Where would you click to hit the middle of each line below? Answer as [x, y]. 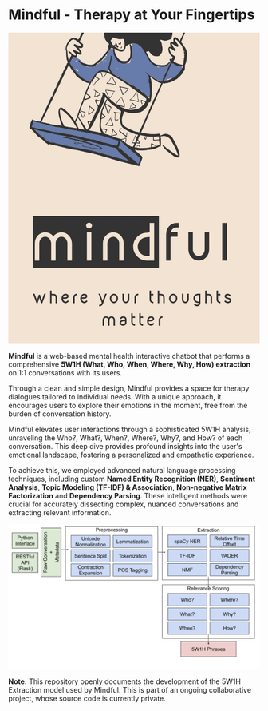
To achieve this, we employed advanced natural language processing [122, 471]
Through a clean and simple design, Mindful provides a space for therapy [129, 388]
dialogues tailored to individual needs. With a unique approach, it [115, 397]
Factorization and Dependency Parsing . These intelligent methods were [128, 496]
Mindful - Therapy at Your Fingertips [132, 15]
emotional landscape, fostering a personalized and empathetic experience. [131, 455]
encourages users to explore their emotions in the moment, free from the [128, 406]
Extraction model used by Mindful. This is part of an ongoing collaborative [130, 689]
